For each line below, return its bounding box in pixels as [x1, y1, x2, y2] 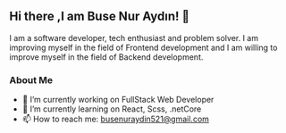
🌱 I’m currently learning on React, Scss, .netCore [21, 104, 202, 114]
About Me [9, 73, 54, 86]
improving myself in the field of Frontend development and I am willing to [9, 42, 278, 53]
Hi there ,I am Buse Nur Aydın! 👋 [9, 9, 190, 24]
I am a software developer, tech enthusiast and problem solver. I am [9, 32, 259, 43]
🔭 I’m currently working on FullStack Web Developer [21, 95, 214, 105]
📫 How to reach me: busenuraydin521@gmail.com [21, 113, 210, 125]
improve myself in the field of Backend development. [9, 51, 204, 62]
